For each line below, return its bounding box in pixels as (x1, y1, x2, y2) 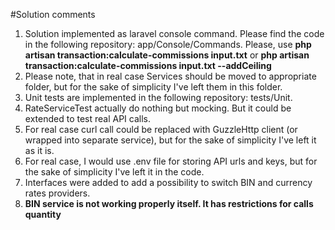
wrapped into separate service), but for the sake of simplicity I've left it (24, 134, 317, 146)
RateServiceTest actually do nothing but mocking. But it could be (24, 102, 292, 114)
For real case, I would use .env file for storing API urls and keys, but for (24, 155, 318, 167)
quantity (24, 209, 62, 220)
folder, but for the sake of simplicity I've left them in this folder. (24, 81, 283, 93)
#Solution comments (10, 9, 96, 20)
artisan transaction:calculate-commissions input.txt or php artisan (24, 49, 310, 61)
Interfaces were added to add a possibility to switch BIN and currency (24, 177, 313, 188)
